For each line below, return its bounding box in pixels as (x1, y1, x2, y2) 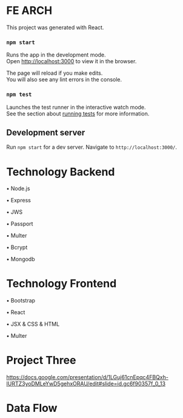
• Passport (6, 220, 33, 228)
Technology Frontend (6, 277, 117, 290)
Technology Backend (6, 165, 115, 179)
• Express (6, 197, 32, 204)
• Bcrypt (6, 244, 28, 251)
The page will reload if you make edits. (6, 69, 103, 77)
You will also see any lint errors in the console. (6, 76, 122, 83)
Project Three (6, 354, 76, 368)
